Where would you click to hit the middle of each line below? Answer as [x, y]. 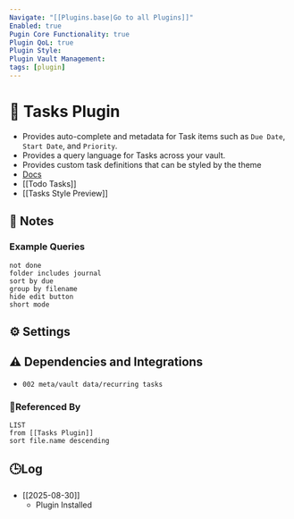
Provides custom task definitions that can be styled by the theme [142, 164]
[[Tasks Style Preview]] [65, 193]
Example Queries [47, 247]
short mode [29, 305]
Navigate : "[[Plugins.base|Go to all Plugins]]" [101, 17]
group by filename [43, 289]
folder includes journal [55, 273]
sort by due [31, 281]
